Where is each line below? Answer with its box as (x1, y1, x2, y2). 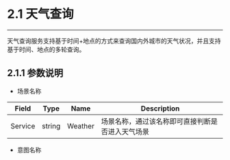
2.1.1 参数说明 (7, 67, 64, 79)
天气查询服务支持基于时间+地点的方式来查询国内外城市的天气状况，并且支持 (7, 36, 221, 45)
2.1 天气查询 (7, 6, 74, 22)
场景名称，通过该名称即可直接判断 (101, 116, 211, 126)
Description (140, 104, 180, 113)
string (42, 121, 61, 130)
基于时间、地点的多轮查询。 (7, 45, 86, 54)
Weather (67, 121, 94, 130)
